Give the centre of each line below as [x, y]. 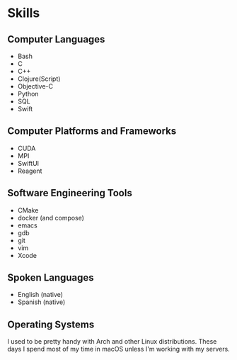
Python [28, 94]
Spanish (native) [41, 302]
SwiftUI [28, 163]
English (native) [40, 295]
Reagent [30, 171]
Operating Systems [51, 324]
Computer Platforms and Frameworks [92, 131]
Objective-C [35, 86]
